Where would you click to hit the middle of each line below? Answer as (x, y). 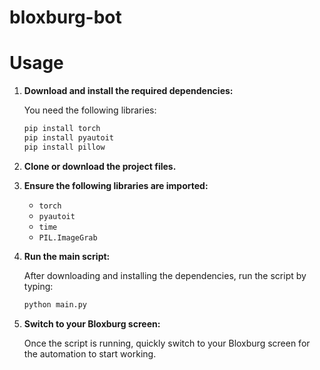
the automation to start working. (90, 353)
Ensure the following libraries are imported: (116, 185)
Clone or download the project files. (100, 166)
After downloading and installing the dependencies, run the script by (165, 275)
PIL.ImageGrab (68, 237)
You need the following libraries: (90, 110)
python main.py (55, 304)
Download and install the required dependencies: (128, 91)
